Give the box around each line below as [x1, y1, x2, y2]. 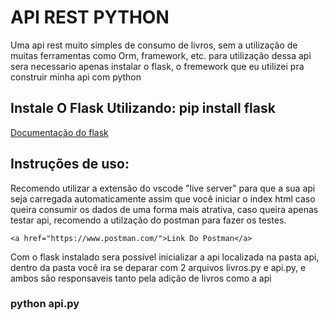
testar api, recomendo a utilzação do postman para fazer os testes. [10, 214, 287, 226]
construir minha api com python [10, 71, 142, 83]
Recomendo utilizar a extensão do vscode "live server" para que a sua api [10, 182, 316, 194]
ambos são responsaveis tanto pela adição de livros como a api [10, 272, 272, 284]
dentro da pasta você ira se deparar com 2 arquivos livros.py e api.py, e [10, 261, 307, 273]
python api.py [10, 297, 80, 311]
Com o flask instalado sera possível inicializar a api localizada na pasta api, [10, 251, 320, 263]
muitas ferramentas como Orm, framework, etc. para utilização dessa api [10, 49, 312, 61]
